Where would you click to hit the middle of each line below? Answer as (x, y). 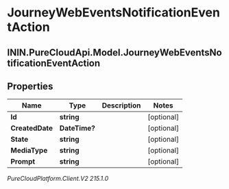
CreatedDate (32, 128)
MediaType (29, 151)
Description (121, 105)
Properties (30, 86)
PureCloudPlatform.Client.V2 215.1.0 (58, 179)
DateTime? (77, 128)
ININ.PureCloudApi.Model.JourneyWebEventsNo (114, 52)
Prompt (23, 162)
